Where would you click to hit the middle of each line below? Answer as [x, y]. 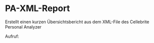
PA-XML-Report [38, 8]
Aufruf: [12, 36]
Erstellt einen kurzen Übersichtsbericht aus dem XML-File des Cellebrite [77, 22]
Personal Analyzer [23, 27]
